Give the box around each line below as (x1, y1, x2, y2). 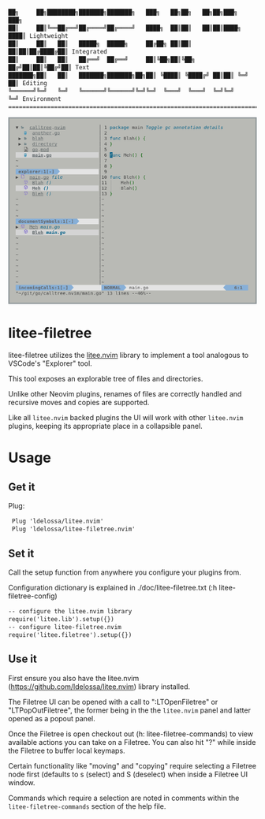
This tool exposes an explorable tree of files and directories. (8, 374, 203, 384)
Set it (8, 546, 35, 560)
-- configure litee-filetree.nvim (8, 623, 122, 631)
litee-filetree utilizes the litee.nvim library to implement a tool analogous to (8, 351, 249, 360)
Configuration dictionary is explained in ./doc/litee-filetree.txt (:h (8, 583, 218, 592)
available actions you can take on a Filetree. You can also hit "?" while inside (8, 737, 256, 746)
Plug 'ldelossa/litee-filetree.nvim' (11, 525, 136, 534)
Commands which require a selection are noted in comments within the (8, 793, 240, 802)
